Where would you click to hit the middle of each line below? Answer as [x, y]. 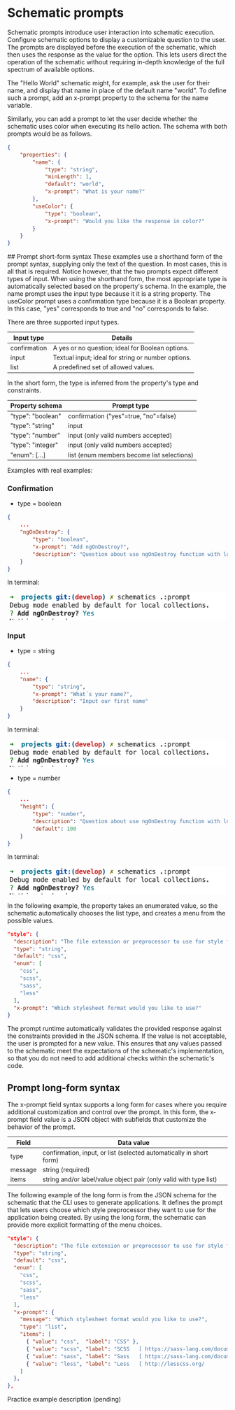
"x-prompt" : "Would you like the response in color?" [124, 221]
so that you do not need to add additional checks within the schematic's [111, 1058]
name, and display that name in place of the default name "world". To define [117, 90]
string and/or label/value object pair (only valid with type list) [130, 1179]
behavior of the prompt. [41, 1127]
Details [122, 338]
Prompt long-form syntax [64, 1088]
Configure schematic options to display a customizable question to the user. [117, 39]
